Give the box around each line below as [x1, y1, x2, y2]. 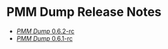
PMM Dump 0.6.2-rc [16, 27, 75, 35]
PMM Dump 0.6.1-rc [16, 34, 73, 42]
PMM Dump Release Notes [6, 4, 162, 20]
